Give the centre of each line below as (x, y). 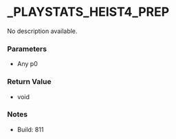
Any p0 (27, 64)
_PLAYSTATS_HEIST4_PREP (88, 12)
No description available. (42, 31)
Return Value (29, 82)
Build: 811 (30, 129)
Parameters (27, 49)
